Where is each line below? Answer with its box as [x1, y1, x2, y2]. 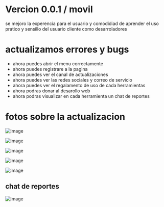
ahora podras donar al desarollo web [12, 88, 90, 94]
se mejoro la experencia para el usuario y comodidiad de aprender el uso [5, 20, 159, 27]
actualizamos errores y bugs [5, 44, 129, 56]
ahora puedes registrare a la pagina [12, 66, 88, 72]
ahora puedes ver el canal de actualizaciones [12, 71, 108, 77]
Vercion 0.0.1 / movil [5, 4, 93, 15]
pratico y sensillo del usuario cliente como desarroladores [5, 25, 127, 32]
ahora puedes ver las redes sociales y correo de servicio [12, 76, 133, 83]
